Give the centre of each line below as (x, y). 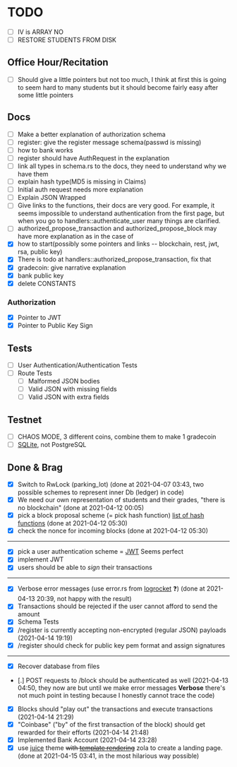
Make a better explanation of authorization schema (91, 134)
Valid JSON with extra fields (68, 397)
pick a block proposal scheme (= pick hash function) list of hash (111, 516)
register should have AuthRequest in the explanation (93, 158)
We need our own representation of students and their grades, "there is (121, 500)
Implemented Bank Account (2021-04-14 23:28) (87, 739)
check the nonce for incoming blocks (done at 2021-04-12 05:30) (113, 531)
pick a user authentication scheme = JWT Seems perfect (100, 552)
